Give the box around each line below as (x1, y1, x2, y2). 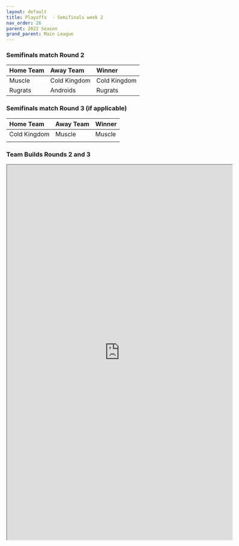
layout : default (6, 8, 47, 15)
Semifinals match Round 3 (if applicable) (6, 104, 127, 113)
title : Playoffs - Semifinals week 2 (6, 14, 103, 20)
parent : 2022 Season (6, 25, 58, 32)
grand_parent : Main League (6, 31, 74, 37)
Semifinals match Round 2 (6, 51, 85, 59)
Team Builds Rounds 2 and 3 (6, 150, 91, 158)
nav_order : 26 (6, 20, 42, 26)
